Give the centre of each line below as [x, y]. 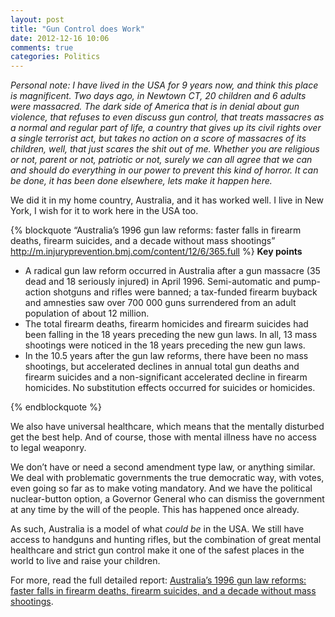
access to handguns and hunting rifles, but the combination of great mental [166, 540]
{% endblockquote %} [56, 407]
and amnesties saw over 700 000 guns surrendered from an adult [160, 303]
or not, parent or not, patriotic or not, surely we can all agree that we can [161, 160]
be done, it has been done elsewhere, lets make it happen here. [141, 181]
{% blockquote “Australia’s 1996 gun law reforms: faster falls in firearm [156, 230]
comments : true [42, 47]
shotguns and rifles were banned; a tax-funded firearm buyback [185, 292]
